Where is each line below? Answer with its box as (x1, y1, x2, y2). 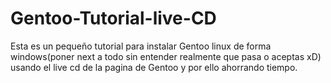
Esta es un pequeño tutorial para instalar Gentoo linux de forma (10, 40, 272, 52)
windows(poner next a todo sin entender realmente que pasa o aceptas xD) (10, 50, 322, 62)
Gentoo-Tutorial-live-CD (10, 7, 217, 30)
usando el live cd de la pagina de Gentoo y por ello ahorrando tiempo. (10, 61, 298, 73)
